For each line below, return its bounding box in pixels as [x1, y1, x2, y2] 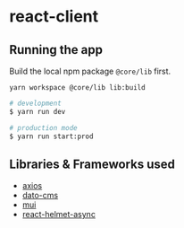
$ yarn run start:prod [9, 132, 94, 141]
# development [9, 99, 63, 108]
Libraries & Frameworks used [9, 156, 176, 171]
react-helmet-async [21, 209, 96, 220]
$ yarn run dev [9, 107, 66, 116]
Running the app [9, 42, 103, 57]
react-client [9, 6, 99, 27]
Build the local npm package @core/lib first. [9, 66, 171, 76]
